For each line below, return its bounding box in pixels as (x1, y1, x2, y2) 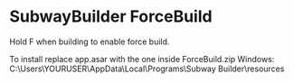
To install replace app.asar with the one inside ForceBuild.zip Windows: (9, 53, 275, 64)
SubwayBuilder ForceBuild (9, 6, 213, 27)
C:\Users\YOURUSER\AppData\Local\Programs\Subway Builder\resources (9, 63, 285, 74)
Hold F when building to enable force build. (9, 36, 170, 47)
